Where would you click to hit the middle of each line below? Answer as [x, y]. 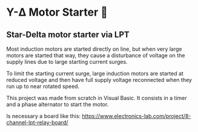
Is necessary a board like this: [43, 116]
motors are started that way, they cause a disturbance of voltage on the [96, 55]
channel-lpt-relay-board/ [37, 122]
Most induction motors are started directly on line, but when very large [94, 49]
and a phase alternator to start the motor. [58, 104]
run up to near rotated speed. [43, 86]
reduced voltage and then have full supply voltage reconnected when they [99, 80]
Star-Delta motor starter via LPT [68, 35]
